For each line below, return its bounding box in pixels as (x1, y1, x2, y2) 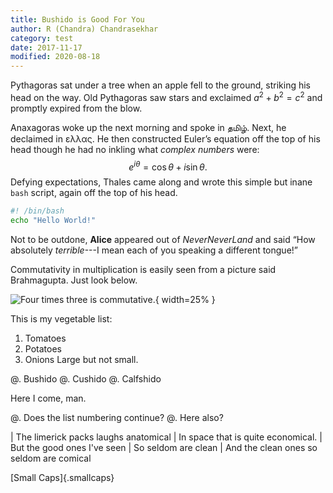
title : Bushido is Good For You (10, 14, 145, 25)
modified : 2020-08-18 (10, 52, 101, 62)
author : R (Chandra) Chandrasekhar (10, 24, 159, 34)
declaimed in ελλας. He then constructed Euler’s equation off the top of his (10, 132, 321, 145)
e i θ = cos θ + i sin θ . (128, 159, 208, 173)
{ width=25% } (154, 294, 216, 306)
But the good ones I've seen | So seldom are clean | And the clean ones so (10, 442, 318, 454)
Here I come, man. (10, 392, 87, 405)
